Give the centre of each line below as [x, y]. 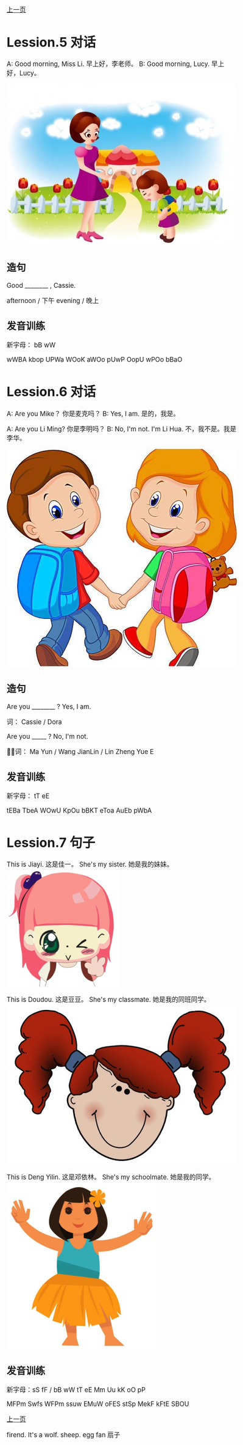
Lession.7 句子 [51, 842]
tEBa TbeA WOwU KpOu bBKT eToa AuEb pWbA [79, 810]
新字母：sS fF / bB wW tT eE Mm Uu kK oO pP [76, 1389]
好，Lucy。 [23, 73]
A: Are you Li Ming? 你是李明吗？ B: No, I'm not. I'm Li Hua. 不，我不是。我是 [121, 430]
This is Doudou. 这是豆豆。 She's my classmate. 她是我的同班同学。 [108, 1000]
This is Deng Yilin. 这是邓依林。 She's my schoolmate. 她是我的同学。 [111, 1177]
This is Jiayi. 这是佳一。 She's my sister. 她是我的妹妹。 [90, 865]
